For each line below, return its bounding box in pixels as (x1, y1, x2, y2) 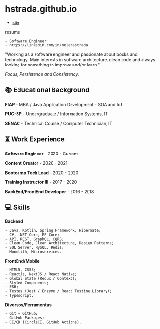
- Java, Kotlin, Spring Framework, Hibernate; (5, 228, 101, 233)
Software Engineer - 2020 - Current (5, 151, 78, 156)
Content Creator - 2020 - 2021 (5, 160, 68, 166)
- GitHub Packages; (5, 315, 45, 321)
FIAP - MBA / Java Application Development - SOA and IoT (5, 101, 123, 107)
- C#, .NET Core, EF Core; (5, 232, 60, 238)
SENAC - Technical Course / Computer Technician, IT (5, 120, 113, 126)
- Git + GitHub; (5, 311, 38, 316)
